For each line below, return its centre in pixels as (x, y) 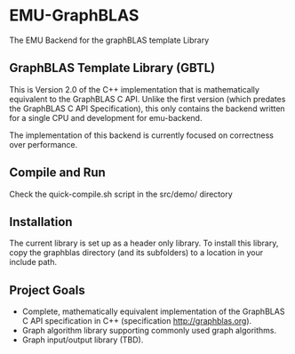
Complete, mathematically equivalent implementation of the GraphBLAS (153, 311)
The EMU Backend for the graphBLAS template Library (109, 40)
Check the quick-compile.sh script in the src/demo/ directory (121, 194)
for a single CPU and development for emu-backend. (106, 117)
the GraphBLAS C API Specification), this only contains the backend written (147, 109)
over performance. (44, 144)
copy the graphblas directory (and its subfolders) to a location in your (136, 253)
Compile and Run (58, 173)
